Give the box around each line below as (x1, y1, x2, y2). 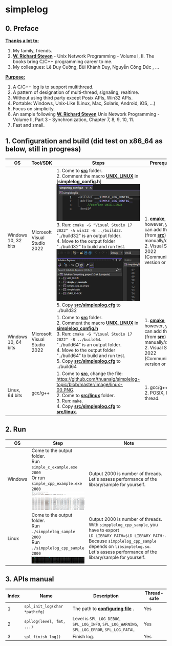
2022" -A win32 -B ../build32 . (56, 227, 122, 233)
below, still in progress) (5, 145, 81, 153)
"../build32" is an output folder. (56, 232, 122, 239)
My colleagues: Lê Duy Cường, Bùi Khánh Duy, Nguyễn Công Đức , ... (12, 64, 160, 70)
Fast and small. (12, 122, 45, 128)
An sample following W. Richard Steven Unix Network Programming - (12, 111, 160, 117)
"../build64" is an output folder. (56, 342, 122, 347)
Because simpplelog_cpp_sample (89, 538, 157, 544)
